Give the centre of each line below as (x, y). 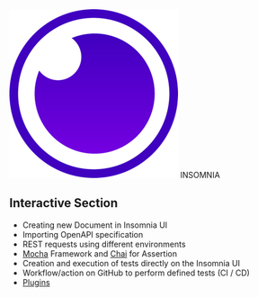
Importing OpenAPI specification (83, 234)
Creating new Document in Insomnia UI (95, 225)
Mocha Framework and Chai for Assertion (100, 253)
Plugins (36, 282)
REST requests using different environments (104, 244)
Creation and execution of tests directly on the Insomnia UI (131, 263)
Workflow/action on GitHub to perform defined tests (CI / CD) (136, 273)
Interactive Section (64, 203)
